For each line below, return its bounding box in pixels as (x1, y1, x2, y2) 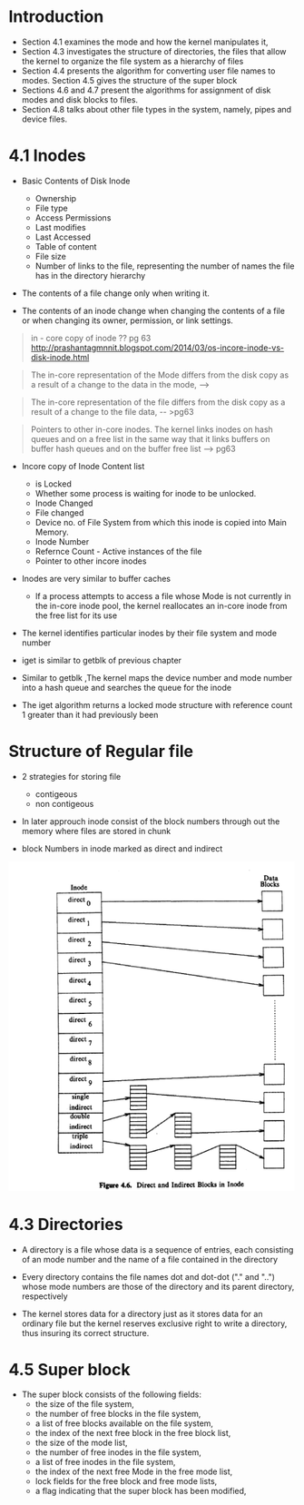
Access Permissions (34, 211, 112, 223)
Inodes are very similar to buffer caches (21, 573, 172, 584)
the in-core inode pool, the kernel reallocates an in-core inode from (34, 600, 288, 611)
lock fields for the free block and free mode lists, (34, 1476, 218, 1487)
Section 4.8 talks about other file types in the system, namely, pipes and (21, 103, 292, 114)
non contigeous (34, 798, 94, 809)
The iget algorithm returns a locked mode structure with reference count (21, 699, 293, 710)
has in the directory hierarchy (34, 270, 146, 280)
